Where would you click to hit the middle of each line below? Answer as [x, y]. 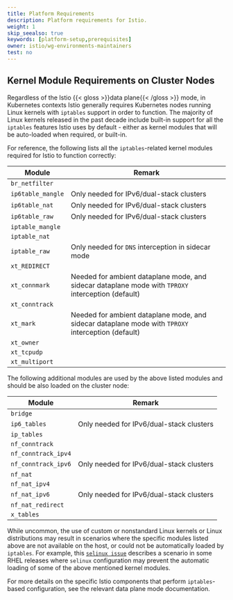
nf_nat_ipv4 [31, 484]
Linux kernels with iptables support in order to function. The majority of [110, 112]
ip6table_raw [32, 216]
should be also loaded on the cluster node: [68, 385]
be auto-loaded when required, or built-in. [67, 134]
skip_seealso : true [35, 33]
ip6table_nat [32, 205]
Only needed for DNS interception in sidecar [140, 246]
